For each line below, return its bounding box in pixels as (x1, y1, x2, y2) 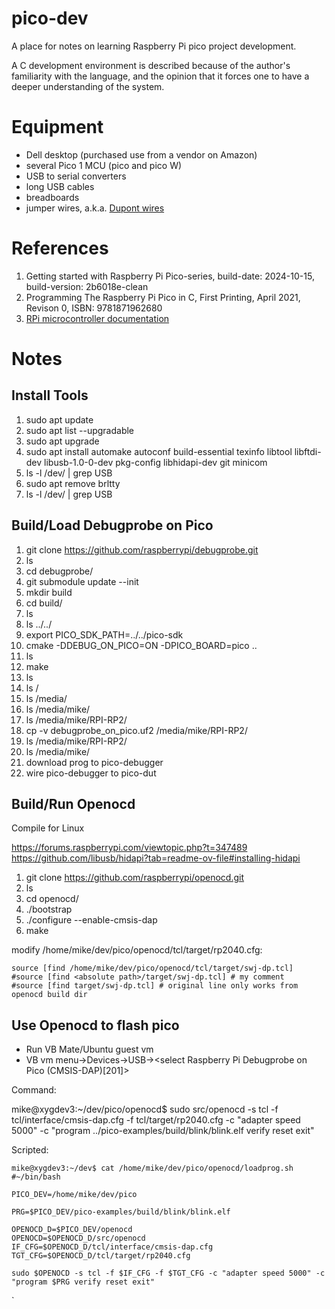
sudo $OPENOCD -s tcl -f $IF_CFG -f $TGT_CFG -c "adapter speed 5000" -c (11, 1268, 326, 1279)
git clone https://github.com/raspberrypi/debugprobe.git (25, 543, 259, 556)
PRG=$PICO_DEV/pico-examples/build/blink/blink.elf (11, 1207, 231, 1217)
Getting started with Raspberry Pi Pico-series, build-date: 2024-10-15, (25, 270, 315, 282)
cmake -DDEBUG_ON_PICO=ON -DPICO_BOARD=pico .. (25, 639, 258, 651)
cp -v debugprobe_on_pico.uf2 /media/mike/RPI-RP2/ (25, 724, 248, 736)
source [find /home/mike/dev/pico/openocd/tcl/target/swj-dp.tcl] (11, 963, 294, 974)
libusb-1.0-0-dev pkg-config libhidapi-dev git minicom (44, 456, 268, 468)
